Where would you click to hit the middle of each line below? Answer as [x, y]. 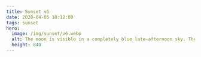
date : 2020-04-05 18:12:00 [40, 17]
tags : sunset [22, 23]
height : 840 [27, 45]
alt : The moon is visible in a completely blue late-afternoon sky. [99, 39]
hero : [13, 28]
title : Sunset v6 [28, 12]
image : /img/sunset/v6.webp [47, 34]
